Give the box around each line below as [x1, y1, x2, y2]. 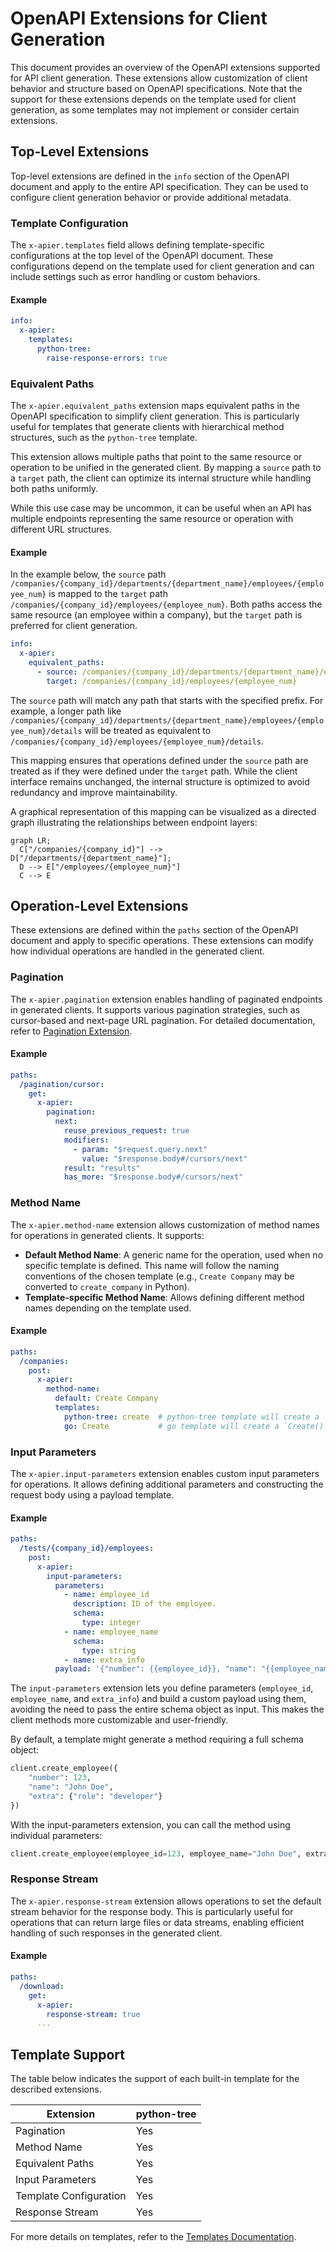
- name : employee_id [63, 1590, 150, 1600]
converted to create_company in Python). [24, 1280, 190, 1292]
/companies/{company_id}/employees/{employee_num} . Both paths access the [10, 598, 323, 611]
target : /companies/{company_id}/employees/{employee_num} [46, 676, 298, 686]
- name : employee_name [63, 1627, 159, 1637]
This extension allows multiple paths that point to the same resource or [10, 450, 303, 462]
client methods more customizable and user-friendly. [10, 1714, 229, 1726]
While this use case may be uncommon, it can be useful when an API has [10, 502, 312, 514]
